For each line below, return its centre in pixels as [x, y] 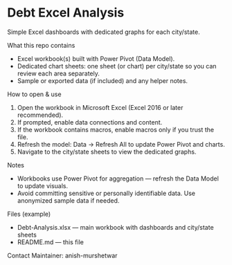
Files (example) [29, 214]
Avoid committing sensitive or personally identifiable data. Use [106, 193]
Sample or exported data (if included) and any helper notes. [102, 80]
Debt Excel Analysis [66, 13]
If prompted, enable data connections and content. [90, 122]
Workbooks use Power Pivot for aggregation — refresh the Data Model [118, 179]
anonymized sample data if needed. [68, 200]
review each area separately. [59, 73]
